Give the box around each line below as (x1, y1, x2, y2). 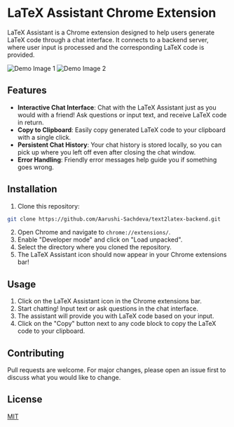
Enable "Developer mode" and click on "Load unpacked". (17, 235, 183, 244)
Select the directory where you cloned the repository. (17, 243, 172, 251)
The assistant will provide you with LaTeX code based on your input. (17, 312, 214, 320)
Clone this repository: (17, 202, 80, 210)
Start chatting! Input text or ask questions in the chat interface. (17, 304, 198, 313)
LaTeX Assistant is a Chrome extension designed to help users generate (7, 28, 215, 37)
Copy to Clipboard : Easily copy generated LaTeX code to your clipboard (17, 125, 226, 134)
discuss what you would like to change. (7, 374, 121, 382)
